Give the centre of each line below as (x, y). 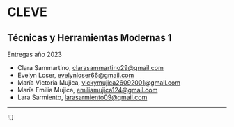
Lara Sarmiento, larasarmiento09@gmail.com (82, 97)
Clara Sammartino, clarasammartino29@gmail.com (90, 68)
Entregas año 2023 (35, 54)
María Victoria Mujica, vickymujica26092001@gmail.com (99, 83)
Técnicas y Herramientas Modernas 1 (89, 38)
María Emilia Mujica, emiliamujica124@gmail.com (87, 90)
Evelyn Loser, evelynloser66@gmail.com (76, 75)
